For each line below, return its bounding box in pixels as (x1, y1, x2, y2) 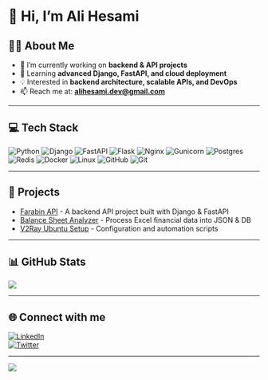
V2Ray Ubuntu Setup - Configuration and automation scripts (19, 224, 219, 233)
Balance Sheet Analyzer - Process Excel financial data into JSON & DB (19, 215, 251, 224)
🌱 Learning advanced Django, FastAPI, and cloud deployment (19, 69, 227, 78)
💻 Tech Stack (8, 121, 79, 135)
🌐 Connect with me (8, 311, 106, 324)
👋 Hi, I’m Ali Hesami (8, 7, 140, 26)
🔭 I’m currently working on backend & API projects (19, 60, 187, 69)
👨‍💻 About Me (8, 39, 75, 53)
